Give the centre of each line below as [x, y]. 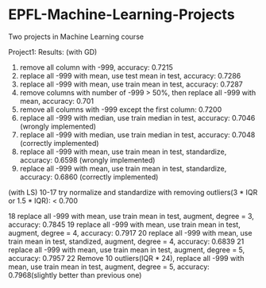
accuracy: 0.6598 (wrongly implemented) [87, 159]
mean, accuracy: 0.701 [56, 101]
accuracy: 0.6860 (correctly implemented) [89, 177]
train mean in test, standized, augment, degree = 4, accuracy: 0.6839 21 [126, 241]
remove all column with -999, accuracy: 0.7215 [96, 67]
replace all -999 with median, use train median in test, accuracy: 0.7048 [137, 134]
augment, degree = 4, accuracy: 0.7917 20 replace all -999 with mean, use [130, 232]
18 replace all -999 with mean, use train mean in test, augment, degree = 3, [131, 216]
